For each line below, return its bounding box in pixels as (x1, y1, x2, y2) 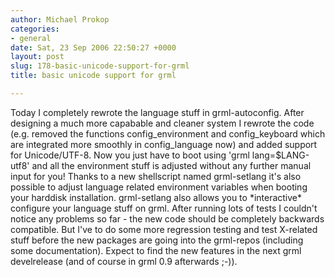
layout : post (10, 52, 65, 62)
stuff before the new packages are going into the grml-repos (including (10, 234, 304, 246)
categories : (10, 24, 60, 34)
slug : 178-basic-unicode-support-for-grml (10, 61, 190, 71)
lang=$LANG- (251, 149, 310, 161)
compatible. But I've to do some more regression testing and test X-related (10, 223, 318, 235)
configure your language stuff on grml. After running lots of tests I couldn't (10, 202, 318, 214)
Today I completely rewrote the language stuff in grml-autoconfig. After (10, 106, 305, 118)
